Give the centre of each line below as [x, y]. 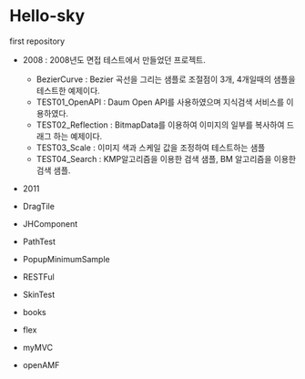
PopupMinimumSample [66, 259]
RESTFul [38, 277]
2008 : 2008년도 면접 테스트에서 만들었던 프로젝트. [114, 59]
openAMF [41, 364]
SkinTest [39, 294]
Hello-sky [47, 16]
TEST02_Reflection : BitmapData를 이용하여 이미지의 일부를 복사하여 [160, 125]
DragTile [38, 206]
